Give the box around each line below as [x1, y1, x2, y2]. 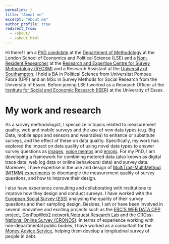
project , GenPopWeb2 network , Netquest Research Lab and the [5, 212, 136, 218]
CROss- [137, 212, 154, 218]
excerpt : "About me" [5, 17, 49, 22]
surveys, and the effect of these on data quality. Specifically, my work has [5, 137, 159, 143]
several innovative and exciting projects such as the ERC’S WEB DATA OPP [5, 206, 160, 212]
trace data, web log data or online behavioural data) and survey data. [5, 159, 149, 165]
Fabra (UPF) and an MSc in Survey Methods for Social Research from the [5, 76, 157, 82]
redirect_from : [5, 26, 37, 31]
